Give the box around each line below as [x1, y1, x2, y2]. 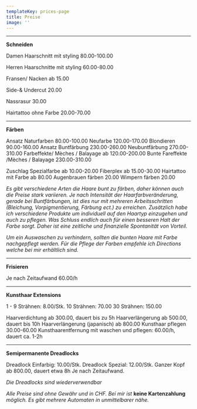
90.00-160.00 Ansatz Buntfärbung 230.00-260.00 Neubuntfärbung [6, 144, 168, 151]
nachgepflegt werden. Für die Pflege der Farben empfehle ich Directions [6, 240, 182, 247]
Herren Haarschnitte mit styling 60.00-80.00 [6, 64, 114, 71]
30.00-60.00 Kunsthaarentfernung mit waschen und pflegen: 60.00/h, [6, 327, 176, 334]
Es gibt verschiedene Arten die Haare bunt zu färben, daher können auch [6, 185, 184, 192]
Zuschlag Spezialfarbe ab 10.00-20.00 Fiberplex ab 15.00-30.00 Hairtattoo [6, 168, 186, 175]
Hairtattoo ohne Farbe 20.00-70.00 [6, 109, 91, 116]
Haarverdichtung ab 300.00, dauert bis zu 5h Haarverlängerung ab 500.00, [6, 315, 188, 322]
